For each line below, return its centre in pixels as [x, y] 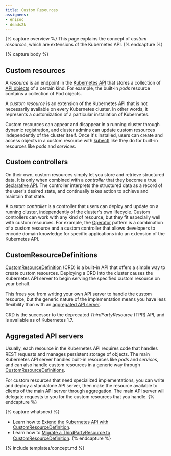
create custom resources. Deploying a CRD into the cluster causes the [79, 273]
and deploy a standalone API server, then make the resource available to [81, 385]
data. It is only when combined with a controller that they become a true [81, 180]
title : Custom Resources [32, 10]
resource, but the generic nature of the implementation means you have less [86, 299]
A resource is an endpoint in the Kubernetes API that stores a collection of [83, 83]
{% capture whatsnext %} [32, 412]
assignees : [17, 15]
